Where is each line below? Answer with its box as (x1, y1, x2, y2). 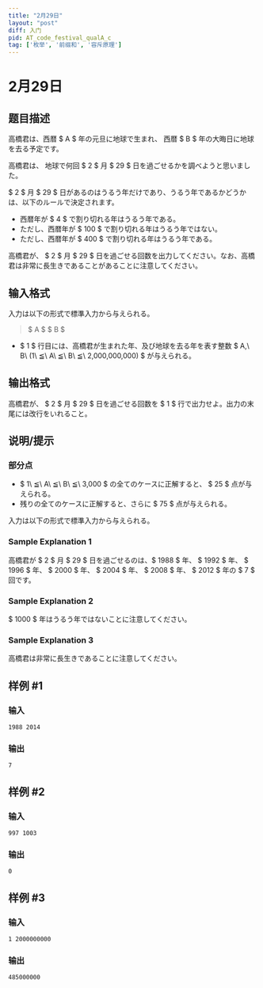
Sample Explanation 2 (8, 595, 93, 606)
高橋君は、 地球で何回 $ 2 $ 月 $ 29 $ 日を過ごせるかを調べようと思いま (8, 161, 244, 170)
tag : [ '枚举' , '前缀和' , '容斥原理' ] (8, 41, 122, 49)
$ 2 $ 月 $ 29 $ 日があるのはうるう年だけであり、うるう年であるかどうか (8, 188, 247, 197)
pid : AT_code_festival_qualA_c (8, 33, 112, 42)
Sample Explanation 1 (8, 536, 93, 547)
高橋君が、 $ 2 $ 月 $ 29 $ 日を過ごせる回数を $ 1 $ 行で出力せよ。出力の (8, 399, 248, 408)
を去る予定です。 (8, 144, 63, 154)
